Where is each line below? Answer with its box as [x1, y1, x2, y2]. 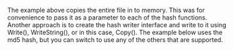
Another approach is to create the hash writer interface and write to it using [7, 21, 227, 29]
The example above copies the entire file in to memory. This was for [7, 6, 205, 14]
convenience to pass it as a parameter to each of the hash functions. [7, 13, 208, 22]
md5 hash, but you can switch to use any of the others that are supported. [7, 36, 224, 44]
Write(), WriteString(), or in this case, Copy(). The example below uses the [7, 28, 223, 36]
